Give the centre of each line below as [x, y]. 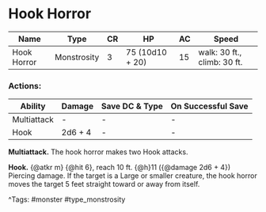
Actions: [25, 85]
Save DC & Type [132, 106]
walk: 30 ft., [220, 52]
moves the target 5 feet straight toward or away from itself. [104, 184]
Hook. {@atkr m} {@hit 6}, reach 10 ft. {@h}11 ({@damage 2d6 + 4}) [120, 168]
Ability [33, 106]
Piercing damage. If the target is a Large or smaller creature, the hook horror [133, 176]
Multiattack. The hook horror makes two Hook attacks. [98, 152]
